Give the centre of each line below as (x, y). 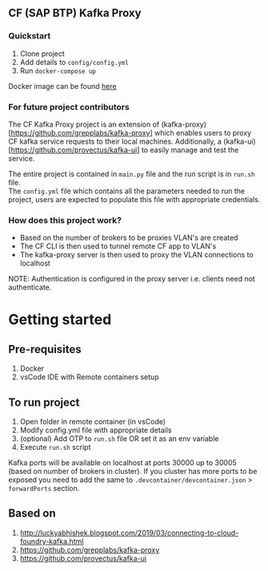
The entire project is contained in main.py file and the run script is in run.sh (132, 174)
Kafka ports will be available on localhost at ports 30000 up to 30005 (123, 463)
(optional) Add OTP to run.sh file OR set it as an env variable (119, 439)
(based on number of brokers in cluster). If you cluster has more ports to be (133, 472)
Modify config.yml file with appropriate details (96, 430)
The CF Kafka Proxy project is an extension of (84, 124)
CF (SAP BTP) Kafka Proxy (75, 13)
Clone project (42, 53)
